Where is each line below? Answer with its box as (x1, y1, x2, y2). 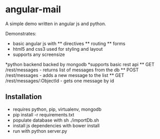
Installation (5, 92, 42, 101)
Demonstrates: (5, 30, 37, 36)
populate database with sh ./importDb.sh (12, 117, 99, 123)
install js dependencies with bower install (12, 122, 100, 129)
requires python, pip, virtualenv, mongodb (12, 106, 102, 112)
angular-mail (5, 4, 62, 15)
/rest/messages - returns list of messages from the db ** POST (5, 67, 139, 73)
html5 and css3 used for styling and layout (12, 46, 103, 52)
